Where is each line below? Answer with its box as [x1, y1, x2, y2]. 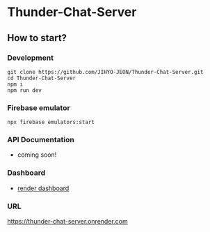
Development [7, 53, 54, 63]
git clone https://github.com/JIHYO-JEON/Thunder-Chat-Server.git [7, 68, 204, 75]
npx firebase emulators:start [7, 119, 95, 126]
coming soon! [17, 150, 57, 159]
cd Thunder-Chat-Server [7, 75, 76, 82]
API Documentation [7, 135, 75, 145]
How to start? [7, 32, 67, 44]
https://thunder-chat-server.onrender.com [7, 217, 128, 226]
